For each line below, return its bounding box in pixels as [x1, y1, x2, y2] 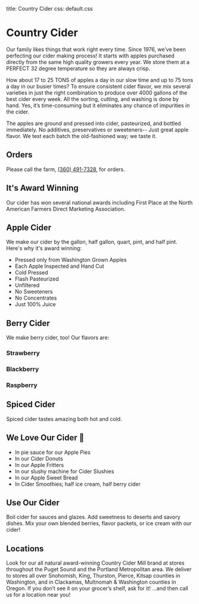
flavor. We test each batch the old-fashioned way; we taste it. [6, 132, 157, 139]
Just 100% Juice [14, 301, 56, 308]
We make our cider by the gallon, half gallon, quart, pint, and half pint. [6, 239, 178, 246]
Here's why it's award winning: [6, 245, 82, 252]
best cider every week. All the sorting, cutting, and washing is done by [6, 95, 179, 102]
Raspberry [6, 381, 38, 389]
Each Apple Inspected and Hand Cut [14, 263, 104, 270]
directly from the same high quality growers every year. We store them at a [6, 58, 189, 65]
